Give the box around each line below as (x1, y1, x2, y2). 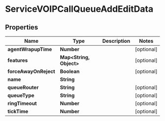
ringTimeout (7, 100, 37, 107)
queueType (7, 92, 34, 99)
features (7, 57, 28, 63)
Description (102, 38, 131, 44)
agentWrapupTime (7, 46, 53, 53)
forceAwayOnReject (7, 68, 55, 75)
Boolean (59, 68, 80, 75)
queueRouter (7, 84, 39, 91)
